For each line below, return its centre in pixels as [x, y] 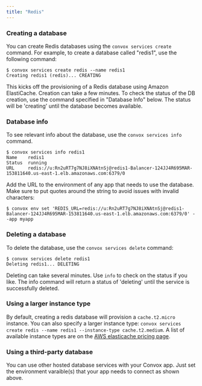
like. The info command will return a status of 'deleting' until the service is [98, 281]
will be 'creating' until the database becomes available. [74, 106]
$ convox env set [28, 209]
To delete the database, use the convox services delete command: [90, 247]
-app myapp [20, 219]
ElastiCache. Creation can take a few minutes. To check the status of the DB [101, 93]
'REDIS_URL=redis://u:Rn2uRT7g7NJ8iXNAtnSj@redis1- [118, 209]
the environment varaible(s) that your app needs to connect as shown [93, 371]
